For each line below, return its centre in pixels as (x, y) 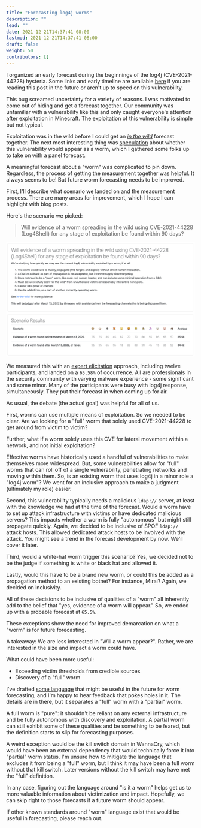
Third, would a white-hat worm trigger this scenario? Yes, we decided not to (100, 556)
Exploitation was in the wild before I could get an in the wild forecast (90, 136)
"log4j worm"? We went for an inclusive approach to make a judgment (92, 482)
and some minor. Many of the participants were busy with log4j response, (97, 385)
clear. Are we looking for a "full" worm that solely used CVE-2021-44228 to (99, 421)
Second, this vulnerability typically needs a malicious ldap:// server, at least (100, 500)
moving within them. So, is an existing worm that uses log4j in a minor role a (100, 476)
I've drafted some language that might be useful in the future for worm (93, 689)
